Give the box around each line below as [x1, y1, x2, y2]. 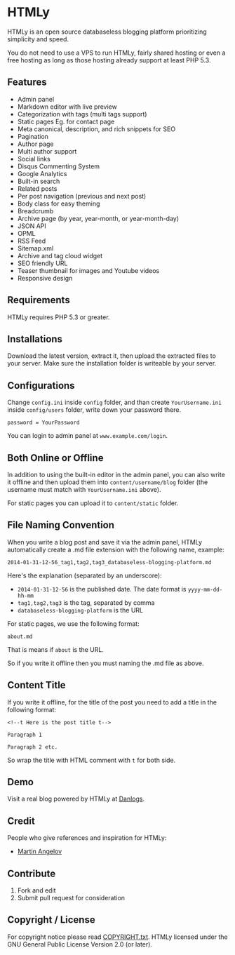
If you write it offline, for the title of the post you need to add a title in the [7, 697, 217, 706]
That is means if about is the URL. [7, 645, 104, 653]
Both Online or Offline [7, 452, 104, 464]
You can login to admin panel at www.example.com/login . [7, 432, 168, 440]
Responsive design [17, 274, 73, 282]
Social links [17, 154, 51, 163]
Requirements [7, 294, 70, 306]
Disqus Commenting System [17, 162, 100, 171]
